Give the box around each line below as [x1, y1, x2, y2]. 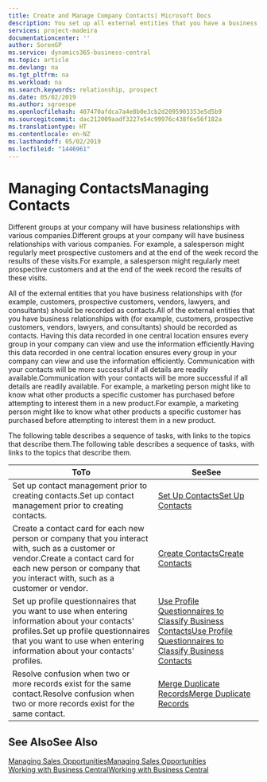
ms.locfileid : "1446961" [8, 145, 91, 153]
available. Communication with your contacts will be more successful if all [8, 373, 248, 383]
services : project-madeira [8, 26, 98, 34]
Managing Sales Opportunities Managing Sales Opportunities [8, 757, 207, 766]
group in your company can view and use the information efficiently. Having [8, 339, 254, 349]
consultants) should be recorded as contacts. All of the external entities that [8, 306, 255, 315]
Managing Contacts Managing [8, 179, 209, 197]
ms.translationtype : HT [8, 123, 87, 131]
